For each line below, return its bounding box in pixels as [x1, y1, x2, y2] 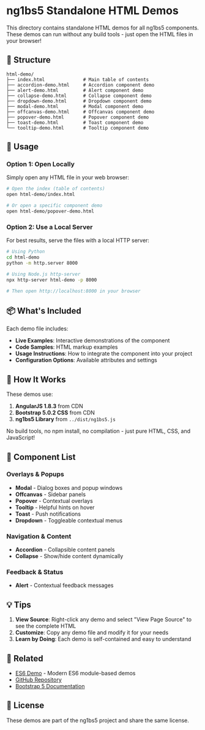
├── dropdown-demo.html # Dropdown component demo [6, 98, 152, 104]
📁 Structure [6, 55, 51, 65]
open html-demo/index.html [6, 192, 75, 198]
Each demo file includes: [6, 325, 69, 332]
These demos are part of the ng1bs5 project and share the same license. [6, 716, 190, 724]
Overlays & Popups [6, 470, 64, 479]
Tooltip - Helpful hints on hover [15, 503, 95, 511]
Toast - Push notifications [15, 510, 81, 518]
